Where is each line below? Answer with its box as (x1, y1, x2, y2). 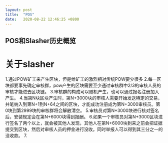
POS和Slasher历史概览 (5, 36, 76, 45)
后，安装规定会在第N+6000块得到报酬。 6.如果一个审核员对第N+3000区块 (5, 113, 158, 119)
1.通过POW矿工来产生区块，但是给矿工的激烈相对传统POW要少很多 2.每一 (5, 76, 157, 82)
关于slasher (5, 58, 54, 70)
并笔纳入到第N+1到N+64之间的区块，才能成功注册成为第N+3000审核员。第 (5, 101, 160, 107)
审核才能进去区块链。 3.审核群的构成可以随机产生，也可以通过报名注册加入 (5, 88, 159, 94)
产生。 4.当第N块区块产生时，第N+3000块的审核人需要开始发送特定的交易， (5, 95, 162, 101)
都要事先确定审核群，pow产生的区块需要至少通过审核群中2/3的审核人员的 (9, 82, 161, 88)
